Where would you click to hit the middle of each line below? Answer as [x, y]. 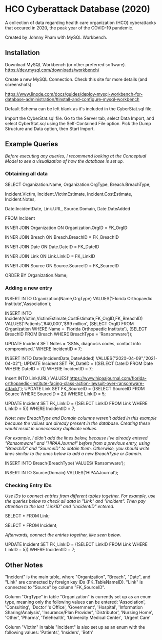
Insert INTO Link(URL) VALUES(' [37, 378]
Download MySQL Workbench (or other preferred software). [66, 64]
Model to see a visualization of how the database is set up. [65, 161]
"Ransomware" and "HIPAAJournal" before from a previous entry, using [78, 443]
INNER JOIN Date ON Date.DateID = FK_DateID [52, 247]
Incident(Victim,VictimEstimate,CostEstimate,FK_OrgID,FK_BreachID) [74, 319]
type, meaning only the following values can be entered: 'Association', [75, 602]
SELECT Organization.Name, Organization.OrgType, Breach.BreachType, [78, 184]
